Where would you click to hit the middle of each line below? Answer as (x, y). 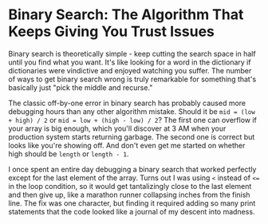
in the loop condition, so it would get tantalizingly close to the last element (130, 186)
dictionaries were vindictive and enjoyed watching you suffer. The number (130, 70)
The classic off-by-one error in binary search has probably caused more (127, 103)
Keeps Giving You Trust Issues (112, 31)
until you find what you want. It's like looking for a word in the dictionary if (130, 62)
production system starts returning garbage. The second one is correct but (132, 136)
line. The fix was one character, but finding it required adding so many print (132, 203)
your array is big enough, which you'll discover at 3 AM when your (117, 128)
